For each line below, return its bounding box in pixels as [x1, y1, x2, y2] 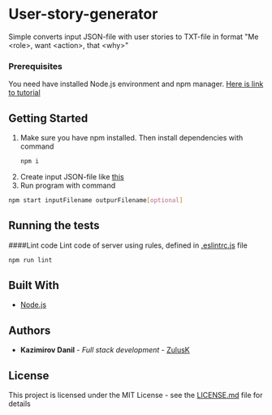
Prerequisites [8, 60, 63, 71]
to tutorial [8, 88, 41, 97]
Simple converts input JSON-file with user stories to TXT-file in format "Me [8, 32, 259, 41]
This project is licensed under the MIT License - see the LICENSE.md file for [8, 390, 263, 400]
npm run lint [8, 256, 53, 264]
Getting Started [8, 111, 89, 125]
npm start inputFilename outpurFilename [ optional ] [8, 196, 183, 204]
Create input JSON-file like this [19, 171, 124, 181]
